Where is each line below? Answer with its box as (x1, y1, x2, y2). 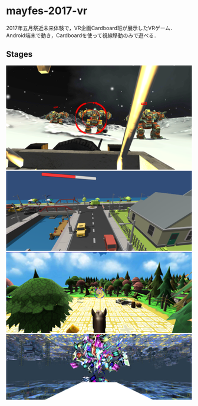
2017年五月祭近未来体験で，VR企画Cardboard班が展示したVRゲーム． (6, 24, 176, 31)
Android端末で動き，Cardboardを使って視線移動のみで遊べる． (6, 31, 160, 39)
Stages (6, 49, 33, 60)
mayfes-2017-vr (6, 4, 88, 18)
